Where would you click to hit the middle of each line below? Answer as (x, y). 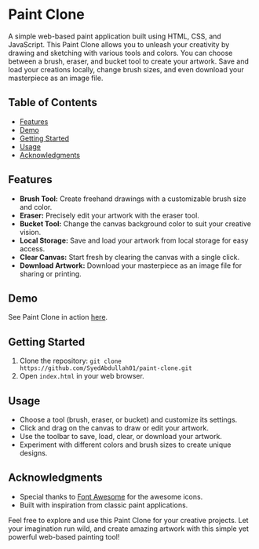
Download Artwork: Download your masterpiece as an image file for (131, 265)
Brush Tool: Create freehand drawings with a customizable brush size (133, 199)
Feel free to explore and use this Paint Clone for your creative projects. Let (128, 520)
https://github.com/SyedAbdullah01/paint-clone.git (106, 368)
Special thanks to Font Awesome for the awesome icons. (111, 496)
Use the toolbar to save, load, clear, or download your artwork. (120, 436)
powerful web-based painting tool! (64, 536)
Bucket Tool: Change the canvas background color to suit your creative (135, 223)
